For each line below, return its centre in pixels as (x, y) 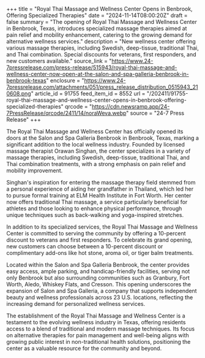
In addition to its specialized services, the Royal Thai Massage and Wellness (102, 227)
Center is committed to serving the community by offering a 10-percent (96, 233)
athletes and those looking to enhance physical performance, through (94, 208)
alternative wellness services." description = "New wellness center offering (101, 41)
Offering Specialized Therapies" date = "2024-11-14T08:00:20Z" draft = (97, 15)
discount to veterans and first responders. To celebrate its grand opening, (99, 240)
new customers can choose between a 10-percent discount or (85, 246)
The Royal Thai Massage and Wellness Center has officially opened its (95, 131)
